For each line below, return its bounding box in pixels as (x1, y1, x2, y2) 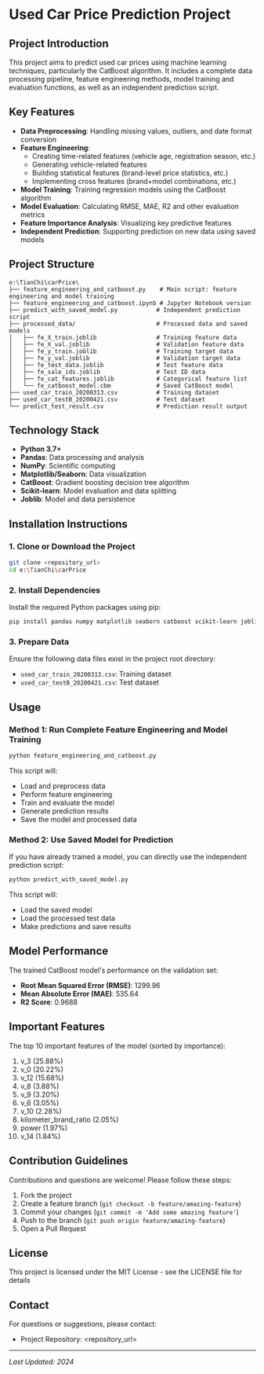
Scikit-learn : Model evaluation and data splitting (20, 486, 177, 496)
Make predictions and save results (20, 922, 132, 931)
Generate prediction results (20, 806, 109, 815)
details (9, 1276, 31, 1285)
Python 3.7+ (20, 444, 62, 454)
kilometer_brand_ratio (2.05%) (20, 1115, 119, 1124)
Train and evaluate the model (20, 798, 114, 807)
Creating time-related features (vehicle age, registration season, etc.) (31, 151, 256, 160)
